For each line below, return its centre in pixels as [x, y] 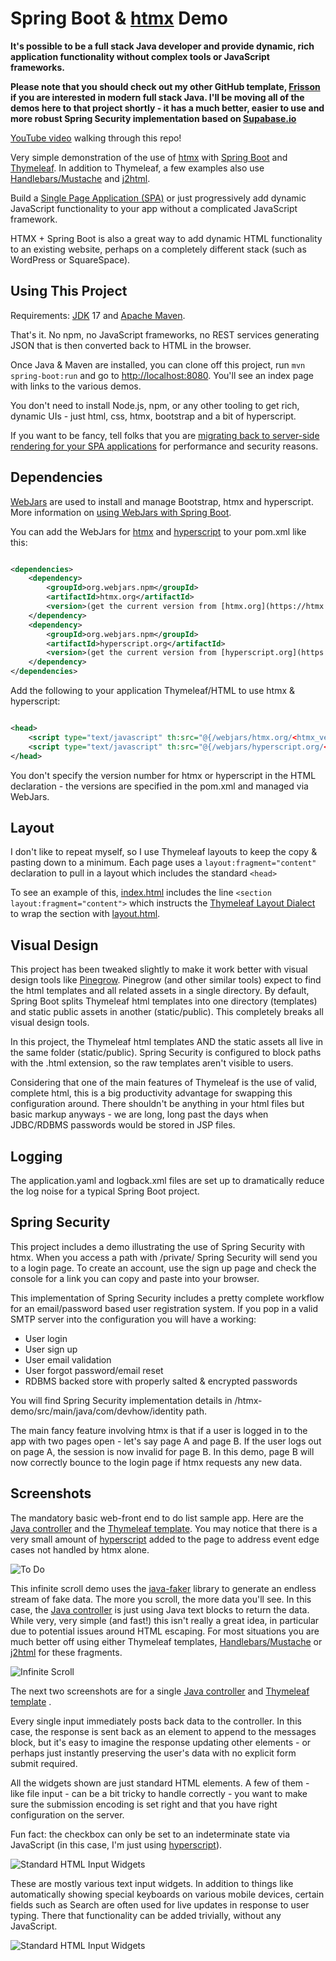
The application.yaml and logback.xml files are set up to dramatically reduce [167, 1180]
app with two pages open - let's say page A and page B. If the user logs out [166, 1441]
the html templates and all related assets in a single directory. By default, [160, 991]
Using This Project [69, 291]
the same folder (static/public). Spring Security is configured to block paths [166, 1053]
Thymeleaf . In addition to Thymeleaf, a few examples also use [137, 168]
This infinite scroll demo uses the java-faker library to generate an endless [163, 1588]
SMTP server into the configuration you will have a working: [133, 1319]
